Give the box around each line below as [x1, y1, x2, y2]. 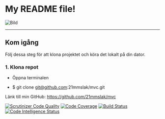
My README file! [5, 3, 76, 15]
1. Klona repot [5, 64, 39, 71]
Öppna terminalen [12, 75, 49, 81]
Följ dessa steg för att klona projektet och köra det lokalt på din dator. [5, 51, 146, 57]
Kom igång [5, 38, 39, 47]
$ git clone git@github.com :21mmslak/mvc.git [12, 84, 105, 90]
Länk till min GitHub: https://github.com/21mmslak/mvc [5, 94, 116, 100]
